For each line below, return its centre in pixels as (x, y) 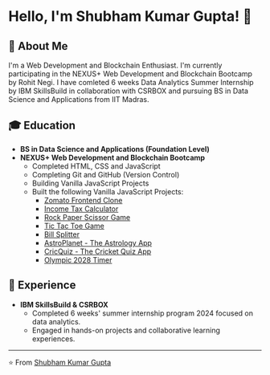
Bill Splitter (62, 234)
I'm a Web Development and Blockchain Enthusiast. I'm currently (115, 65)
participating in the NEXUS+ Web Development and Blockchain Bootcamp (131, 74)
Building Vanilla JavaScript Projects (90, 183)
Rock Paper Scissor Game (87, 217)
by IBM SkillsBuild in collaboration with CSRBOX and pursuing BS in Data (129, 91)
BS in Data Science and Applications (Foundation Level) (115, 149)
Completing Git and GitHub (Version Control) (106, 174)
